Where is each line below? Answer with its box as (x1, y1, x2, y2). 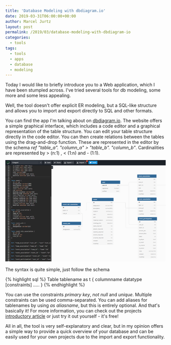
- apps (10, 56, 24, 61)
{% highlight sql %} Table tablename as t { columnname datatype (5, 276, 142, 282)
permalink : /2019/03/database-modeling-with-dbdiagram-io (5, 29, 131, 35)
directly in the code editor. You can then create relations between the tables (5, 134, 164, 140)
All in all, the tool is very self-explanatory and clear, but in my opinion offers (5, 323, 164, 329)
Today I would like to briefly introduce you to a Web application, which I (5, 82, 155, 88)
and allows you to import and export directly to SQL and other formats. (5, 108, 154, 114)
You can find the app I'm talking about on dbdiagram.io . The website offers (5, 117, 162, 124)
